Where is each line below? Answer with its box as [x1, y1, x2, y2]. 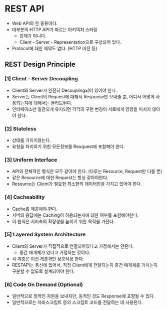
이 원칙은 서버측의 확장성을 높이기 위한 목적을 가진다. [11, 218, 115, 224]
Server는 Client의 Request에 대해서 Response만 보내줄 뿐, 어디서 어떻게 [11, 93, 155, 99]
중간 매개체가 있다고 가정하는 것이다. [19, 249, 90, 255]
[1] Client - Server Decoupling [4, 75, 78, 82]
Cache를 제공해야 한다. [11, 206, 58, 212]
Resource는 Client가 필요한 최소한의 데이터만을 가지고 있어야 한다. [11, 181, 142, 187]
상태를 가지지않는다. [11, 137, 51, 143]
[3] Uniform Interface [4, 156, 57, 163]
